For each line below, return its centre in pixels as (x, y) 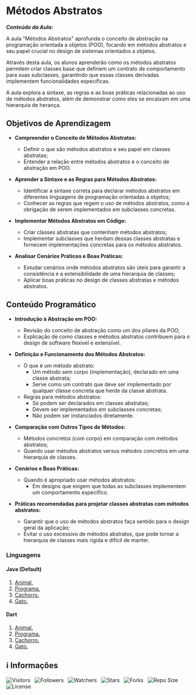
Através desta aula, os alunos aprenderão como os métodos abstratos (91, 62)
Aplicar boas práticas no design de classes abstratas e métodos (101, 280)
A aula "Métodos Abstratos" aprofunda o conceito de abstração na (87, 38)
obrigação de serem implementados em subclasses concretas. (99, 209)
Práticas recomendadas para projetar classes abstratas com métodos (102, 503)
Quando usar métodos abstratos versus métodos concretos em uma (106, 450)
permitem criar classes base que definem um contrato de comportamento (96, 68)
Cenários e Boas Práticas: (47, 468)
